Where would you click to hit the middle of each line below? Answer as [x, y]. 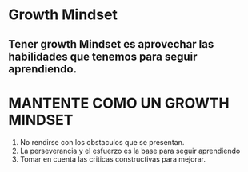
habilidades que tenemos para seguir [103, 56]
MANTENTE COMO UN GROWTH [119, 103]
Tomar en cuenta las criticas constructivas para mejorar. [113, 159]
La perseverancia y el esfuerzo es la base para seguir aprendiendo [130, 150]
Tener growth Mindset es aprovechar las [111, 44]
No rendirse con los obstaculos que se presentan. [102, 142]
